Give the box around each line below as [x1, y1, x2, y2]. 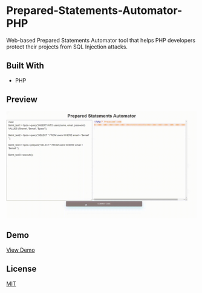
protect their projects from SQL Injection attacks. [6, 43, 128, 50]
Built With [6, 61, 44, 71]
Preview [6, 95, 38, 105]
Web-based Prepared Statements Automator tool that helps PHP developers [6, 36, 195, 44]
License [6, 264, 37, 274]
